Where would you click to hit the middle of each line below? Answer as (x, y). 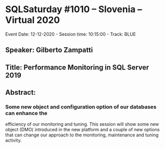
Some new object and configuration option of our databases (81, 107)
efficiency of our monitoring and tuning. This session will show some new (82, 124)
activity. (13, 140)
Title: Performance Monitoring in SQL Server (77, 67)
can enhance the (26, 114)
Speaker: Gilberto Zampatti (49, 50)
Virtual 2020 (32, 20)
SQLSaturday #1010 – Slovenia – (74, 9)
